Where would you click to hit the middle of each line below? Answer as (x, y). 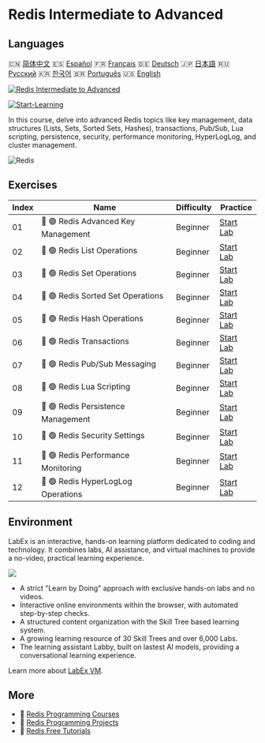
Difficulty (194, 207)
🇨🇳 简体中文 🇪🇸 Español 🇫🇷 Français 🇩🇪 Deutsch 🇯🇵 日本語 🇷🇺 (119, 64)
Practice (236, 207)
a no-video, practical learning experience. (76, 557)
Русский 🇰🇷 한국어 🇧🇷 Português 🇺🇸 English (85, 73)
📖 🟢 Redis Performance (86, 455)
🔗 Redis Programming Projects (69, 722)
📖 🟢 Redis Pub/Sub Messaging (99, 364)
